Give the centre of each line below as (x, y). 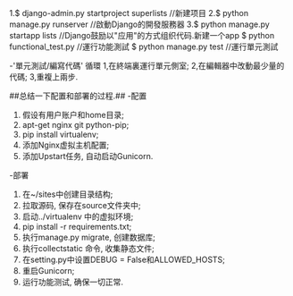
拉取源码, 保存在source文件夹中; (81, 205)
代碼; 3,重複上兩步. (44, 77)
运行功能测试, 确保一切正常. (72, 282)
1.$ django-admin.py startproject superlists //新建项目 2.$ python (129, 13)
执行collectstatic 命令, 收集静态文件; (88, 248)
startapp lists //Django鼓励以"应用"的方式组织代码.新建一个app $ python (142, 35)
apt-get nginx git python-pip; (75, 125)
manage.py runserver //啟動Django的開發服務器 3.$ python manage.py (139, 24)
